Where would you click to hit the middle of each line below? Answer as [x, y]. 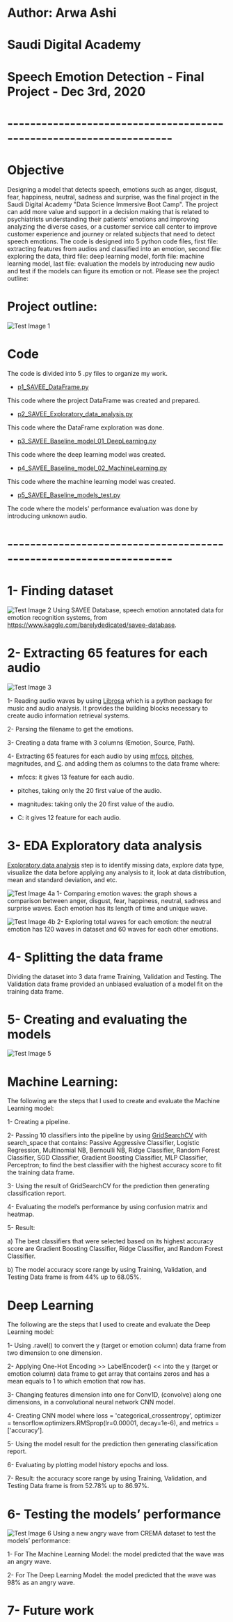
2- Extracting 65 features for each [107, 653]
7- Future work [51, 1610]
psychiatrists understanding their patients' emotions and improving [103, 219]
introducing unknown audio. [47, 516]
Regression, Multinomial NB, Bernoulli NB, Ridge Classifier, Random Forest [114, 1150]
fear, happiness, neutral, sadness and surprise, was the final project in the [113, 197]
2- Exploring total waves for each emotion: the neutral [134, 921]
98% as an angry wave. [41, 1583]
